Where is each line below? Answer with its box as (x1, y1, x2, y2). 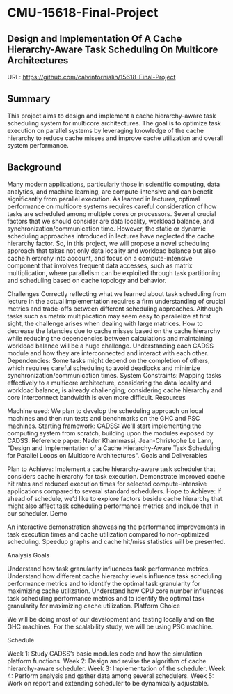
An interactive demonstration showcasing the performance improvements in (7, 523, 225, 531)
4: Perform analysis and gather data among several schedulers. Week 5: (7, 671, 214, 680)
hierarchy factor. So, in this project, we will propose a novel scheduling (7, 239, 210, 247)
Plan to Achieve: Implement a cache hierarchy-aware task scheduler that (7, 465, 216, 473)
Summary (7, 93, 51, 105)
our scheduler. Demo (7, 509, 67, 517)
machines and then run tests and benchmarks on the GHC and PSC (7, 414, 200, 422)
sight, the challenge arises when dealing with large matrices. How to (7, 319, 203, 327)
